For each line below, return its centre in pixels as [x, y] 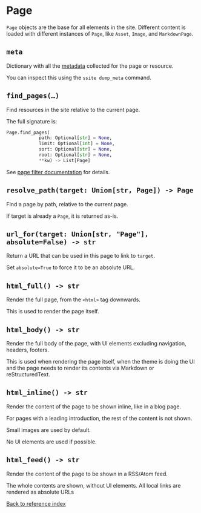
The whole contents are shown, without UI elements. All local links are [94, 485]
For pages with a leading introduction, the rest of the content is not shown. [99, 418]
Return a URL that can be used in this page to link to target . [81, 256]
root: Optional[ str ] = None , [75, 155]
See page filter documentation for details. [58, 172]
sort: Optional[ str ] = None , [75, 149]
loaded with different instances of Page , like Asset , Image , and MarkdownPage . [100, 33]
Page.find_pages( [28, 132]
